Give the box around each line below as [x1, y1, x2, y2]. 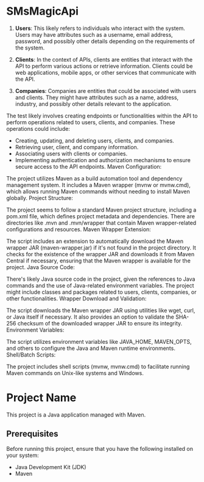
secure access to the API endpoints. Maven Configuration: [15, 163, 162, 170]
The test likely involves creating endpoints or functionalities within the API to [6, 112, 198, 119]
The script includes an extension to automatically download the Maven [6, 237, 184, 245]
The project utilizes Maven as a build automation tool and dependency [6, 174, 183, 182]
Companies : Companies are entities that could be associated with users [15, 87, 197, 94]
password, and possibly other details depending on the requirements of [15, 37, 195, 45]
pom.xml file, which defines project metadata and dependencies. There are [6, 212, 195, 220]
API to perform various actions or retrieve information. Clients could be [15, 62, 193, 70]
